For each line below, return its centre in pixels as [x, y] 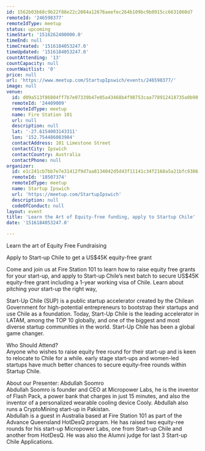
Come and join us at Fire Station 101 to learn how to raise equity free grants [101, 269]
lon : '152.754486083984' [43, 138]
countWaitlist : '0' [31, 69]
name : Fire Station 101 [42, 115]
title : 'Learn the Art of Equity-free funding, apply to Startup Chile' [101, 217]
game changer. [25, 333]
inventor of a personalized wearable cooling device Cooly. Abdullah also [97, 403]
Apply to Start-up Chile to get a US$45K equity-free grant [79, 257]
